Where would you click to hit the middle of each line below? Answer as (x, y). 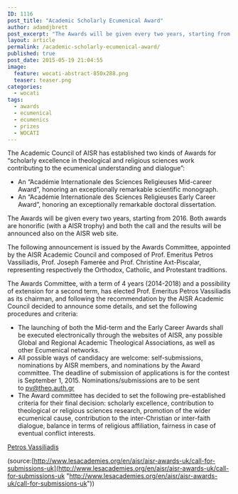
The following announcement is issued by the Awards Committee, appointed (119, 247)
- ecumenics (32, 119)
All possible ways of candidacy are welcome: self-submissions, (110, 358)
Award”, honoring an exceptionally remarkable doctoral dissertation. (117, 205)
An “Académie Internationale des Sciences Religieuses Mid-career (114, 182)
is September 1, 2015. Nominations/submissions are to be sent (109, 380)
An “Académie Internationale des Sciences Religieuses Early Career (117, 197)
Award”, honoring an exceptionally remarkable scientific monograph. (118, 190)
